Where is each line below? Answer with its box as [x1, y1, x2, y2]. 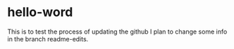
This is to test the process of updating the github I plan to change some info [7, 27, 228, 36]
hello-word [7, 4, 73, 20]
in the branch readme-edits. [7, 34, 89, 43]
